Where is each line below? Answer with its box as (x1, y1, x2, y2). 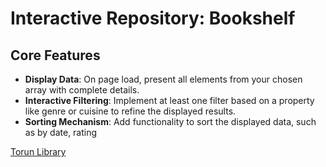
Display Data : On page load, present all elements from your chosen (24, 73, 303, 85)
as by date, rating (24, 127, 98, 138)
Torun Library (10, 146, 67, 157)
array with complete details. (24, 84, 140, 96)
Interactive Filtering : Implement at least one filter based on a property (24, 95, 315, 106)
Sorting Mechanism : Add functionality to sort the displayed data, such (24, 116, 317, 127)
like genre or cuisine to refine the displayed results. (24, 105, 237, 117)
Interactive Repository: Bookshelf (10, 7, 296, 30)
